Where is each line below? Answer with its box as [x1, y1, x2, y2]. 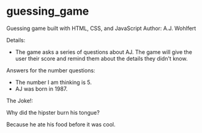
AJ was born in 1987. [15, 85, 68, 93]
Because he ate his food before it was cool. [6, 121, 116, 128]
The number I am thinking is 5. [15, 78, 92, 86]
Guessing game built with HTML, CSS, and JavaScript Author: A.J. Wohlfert [6, 25, 196, 32]
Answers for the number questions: [6, 66, 95, 74]
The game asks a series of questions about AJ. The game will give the [15, 48, 193, 56]
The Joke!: [6, 97, 34, 104]
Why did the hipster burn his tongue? [6, 108, 100, 116]
